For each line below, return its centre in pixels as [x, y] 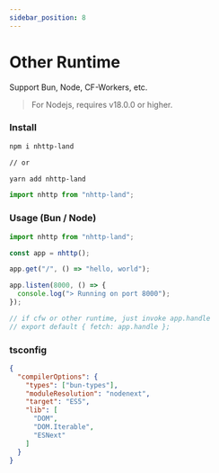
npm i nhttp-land [42, 146]
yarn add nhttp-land [48, 179]
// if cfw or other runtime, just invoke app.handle [110, 318]
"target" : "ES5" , [58, 402]
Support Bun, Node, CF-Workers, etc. [79, 87]
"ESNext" [49, 435]
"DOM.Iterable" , [63, 427]
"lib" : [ [42, 410]
